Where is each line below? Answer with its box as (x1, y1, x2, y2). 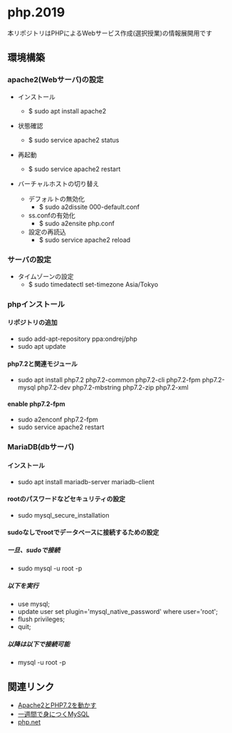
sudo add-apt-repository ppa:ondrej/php (17, 334, 137, 343)
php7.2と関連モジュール (7, 359, 78, 368)
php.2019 (7, 4, 65, 21)
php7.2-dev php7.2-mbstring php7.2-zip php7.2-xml (37, 383, 189, 392)
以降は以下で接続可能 (7, 640, 70, 648)
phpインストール (7, 299, 65, 309)
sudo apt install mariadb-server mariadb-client (17, 477, 155, 486)
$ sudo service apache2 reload (38, 235, 131, 244)
